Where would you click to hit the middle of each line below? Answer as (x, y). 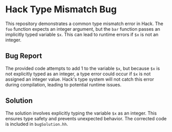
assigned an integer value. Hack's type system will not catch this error (80, 79)
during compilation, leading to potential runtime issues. (63, 84)
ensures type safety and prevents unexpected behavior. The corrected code (86, 118)
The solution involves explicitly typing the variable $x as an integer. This (81, 113)
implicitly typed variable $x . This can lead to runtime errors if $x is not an (82, 34)
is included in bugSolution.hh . (37, 124)
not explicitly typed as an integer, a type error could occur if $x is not (78, 74)
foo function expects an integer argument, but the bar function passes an (83, 29)
